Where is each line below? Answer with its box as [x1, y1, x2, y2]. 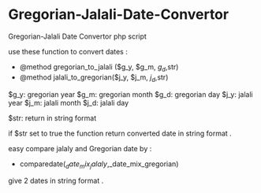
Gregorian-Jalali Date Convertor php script [8, 32, 147, 41]
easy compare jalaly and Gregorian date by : [8, 143, 152, 153]
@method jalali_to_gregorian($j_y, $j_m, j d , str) [19, 72, 169, 84]
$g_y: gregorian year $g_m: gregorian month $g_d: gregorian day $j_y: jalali [8, 89, 254, 99]
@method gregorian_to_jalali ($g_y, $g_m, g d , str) [19, 61, 179, 73]
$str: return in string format [8, 113, 97, 123]
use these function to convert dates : [8, 46, 128, 56]
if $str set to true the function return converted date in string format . [8, 128, 233, 138]
